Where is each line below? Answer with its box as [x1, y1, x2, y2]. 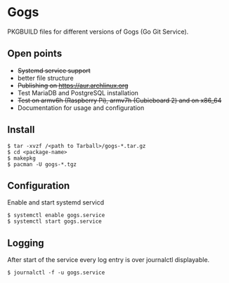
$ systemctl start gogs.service [7, 218, 102, 225]
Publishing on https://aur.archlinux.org [17, 81, 129, 90]
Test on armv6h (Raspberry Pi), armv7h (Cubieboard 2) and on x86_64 [17, 96, 222, 104]
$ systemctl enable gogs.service [7, 212, 105, 219]
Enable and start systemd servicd [7, 198, 105, 207]
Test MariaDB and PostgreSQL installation [17, 88, 139, 97]
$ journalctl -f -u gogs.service [7, 269, 105, 277]
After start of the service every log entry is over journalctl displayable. [7, 256, 210, 264]
